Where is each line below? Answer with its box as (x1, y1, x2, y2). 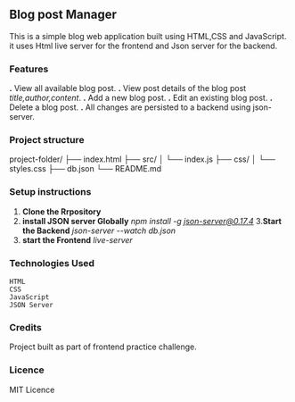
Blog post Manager (9, 7, 118, 22)
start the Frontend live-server (21, 234, 134, 245)
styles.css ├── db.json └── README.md (9, 163, 162, 174)
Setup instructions (9, 186, 92, 198)
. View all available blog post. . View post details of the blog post (9, 83, 247, 94)
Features (9, 63, 49, 75)
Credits (9, 321, 42, 333)
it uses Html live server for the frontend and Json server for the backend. (9, 40, 278, 51)
